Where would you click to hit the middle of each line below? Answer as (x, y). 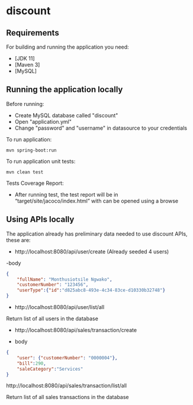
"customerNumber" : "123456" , (53, 285)
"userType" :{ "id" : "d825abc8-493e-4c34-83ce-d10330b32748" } (91, 290)
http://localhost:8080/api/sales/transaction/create (76, 330)
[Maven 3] (27, 65)
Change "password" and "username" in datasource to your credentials (101, 128)
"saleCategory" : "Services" (50, 369)
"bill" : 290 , (31, 363)
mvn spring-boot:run (32, 150)
